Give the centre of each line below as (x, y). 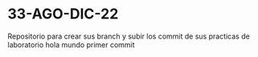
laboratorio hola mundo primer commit (71, 44)
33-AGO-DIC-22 (63, 14)
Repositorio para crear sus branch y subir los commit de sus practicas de (129, 36)
